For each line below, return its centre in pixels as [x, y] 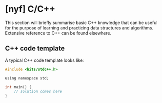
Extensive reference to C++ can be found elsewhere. [58, 33]
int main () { [18, 87]
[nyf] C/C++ [30, 9]
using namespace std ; [27, 78]
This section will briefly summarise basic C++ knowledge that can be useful [81, 23]
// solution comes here [38, 92]
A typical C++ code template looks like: [45, 60]
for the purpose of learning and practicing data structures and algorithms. [79, 27]
